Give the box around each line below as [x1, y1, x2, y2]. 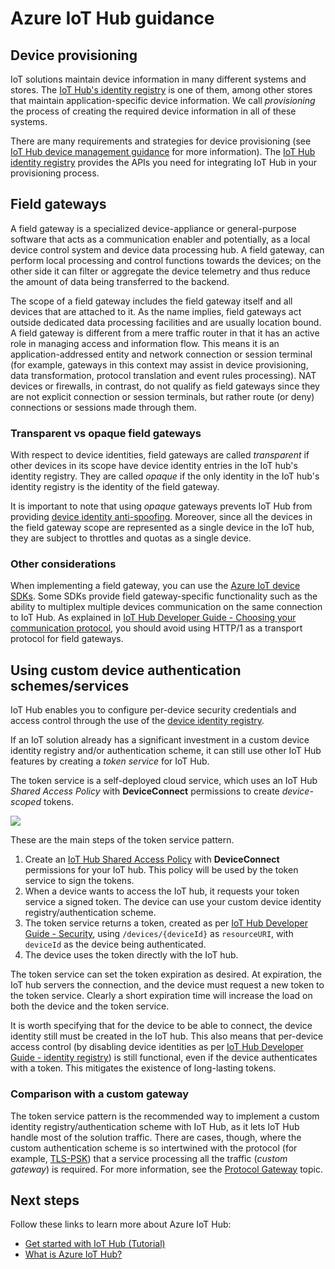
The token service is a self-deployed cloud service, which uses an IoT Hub [10, 775, 318, 787]
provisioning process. [10, 167, 100, 179]
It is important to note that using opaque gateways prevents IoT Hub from [10, 500, 313, 512]
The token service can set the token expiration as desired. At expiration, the [10, 968, 322, 981]
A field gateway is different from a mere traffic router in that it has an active [10, 327, 320, 339]
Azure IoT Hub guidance [10, 7, 215, 30]
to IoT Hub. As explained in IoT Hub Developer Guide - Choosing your [10, 612, 297, 624]
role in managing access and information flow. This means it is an [10, 337, 280, 349]
